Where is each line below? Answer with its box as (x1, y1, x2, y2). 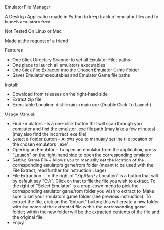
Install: (5, 82, 19, 88)
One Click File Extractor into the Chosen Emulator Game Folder (12, 67, 140, 73)
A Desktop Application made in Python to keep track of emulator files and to (5, 14, 159, 19)
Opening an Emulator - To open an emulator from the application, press (12, 147, 156, 152)
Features (5, 47, 23, 53)
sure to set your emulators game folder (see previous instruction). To (12, 193, 151, 199)
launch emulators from (5, 19, 51, 24)
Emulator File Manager (5, 4, 51, 10)
